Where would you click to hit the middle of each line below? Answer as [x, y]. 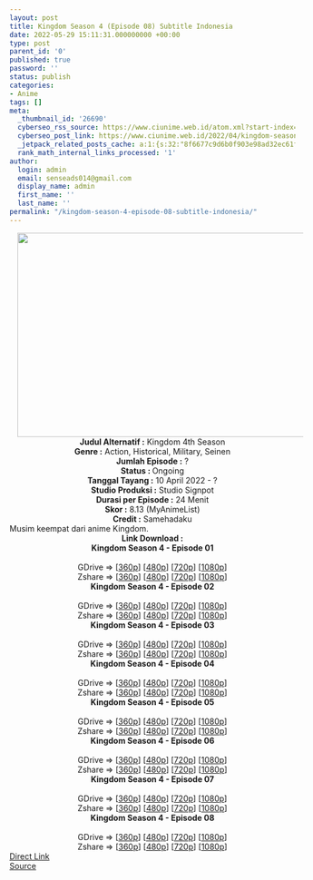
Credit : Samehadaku [152, 519]
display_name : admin [56, 187]
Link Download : [152, 538]
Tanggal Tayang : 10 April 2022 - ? [152, 480]
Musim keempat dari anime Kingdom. [79, 528]
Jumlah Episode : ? [152, 461]
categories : [32, 85]
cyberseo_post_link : [56, 136]
